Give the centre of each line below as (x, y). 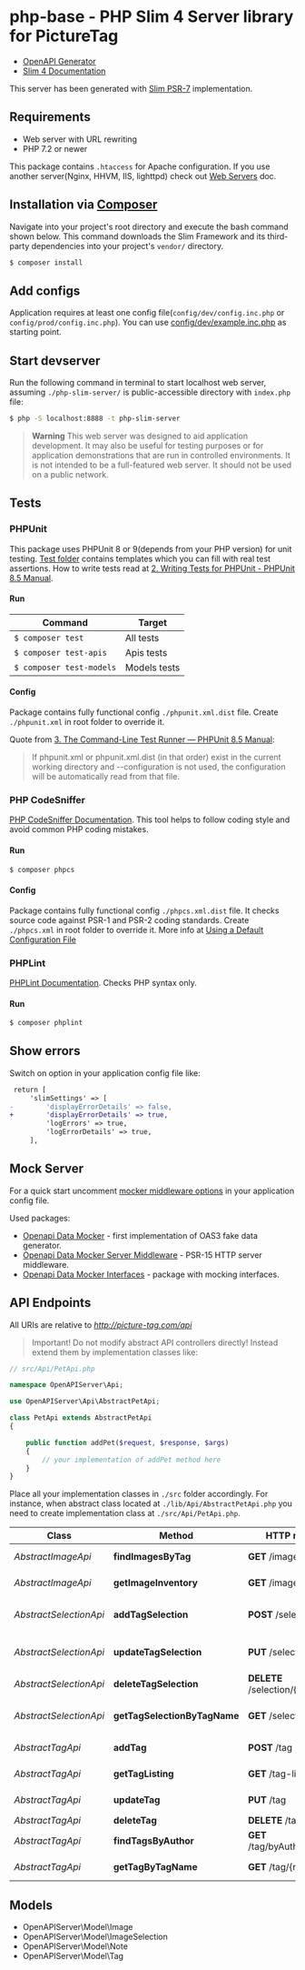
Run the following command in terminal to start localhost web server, (138, 383)
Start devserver (55, 361)
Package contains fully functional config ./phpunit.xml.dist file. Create (144, 712)
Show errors (45, 1051)
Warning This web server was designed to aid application (140, 436)
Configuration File (43, 940)
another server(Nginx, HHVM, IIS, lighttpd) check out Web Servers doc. (143, 176)
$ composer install (46, 262)
